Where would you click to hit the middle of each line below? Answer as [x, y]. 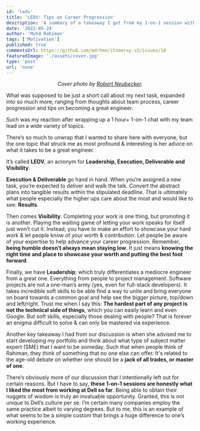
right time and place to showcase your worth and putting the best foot [94, 254]
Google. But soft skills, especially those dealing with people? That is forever [99, 317]
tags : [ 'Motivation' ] [33, 39]
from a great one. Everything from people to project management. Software [99, 279]
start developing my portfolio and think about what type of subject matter [96, 341]
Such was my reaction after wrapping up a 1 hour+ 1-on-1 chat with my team [100, 120]
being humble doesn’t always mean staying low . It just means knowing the [100, 248]
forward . [17, 261]
